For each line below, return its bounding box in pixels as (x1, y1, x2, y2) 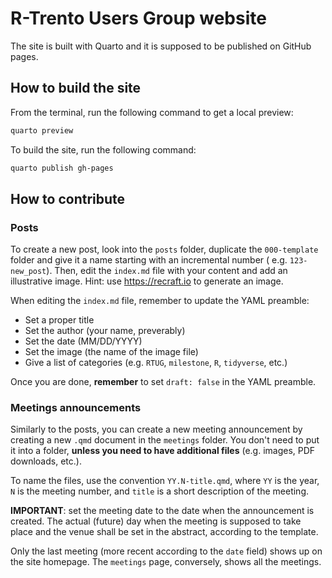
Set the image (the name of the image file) (24, 346, 199, 358)
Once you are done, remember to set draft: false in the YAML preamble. (10, 376, 317, 388)
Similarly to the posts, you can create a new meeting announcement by (10, 423, 303, 436)
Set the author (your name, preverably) (24, 325, 186, 337)
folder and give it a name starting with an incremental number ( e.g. (10, 254, 288, 266)
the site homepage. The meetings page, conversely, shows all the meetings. (10, 556, 322, 568)
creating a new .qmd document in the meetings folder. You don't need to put (10, 434, 320, 446)
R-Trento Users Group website (10, 7, 267, 30)
